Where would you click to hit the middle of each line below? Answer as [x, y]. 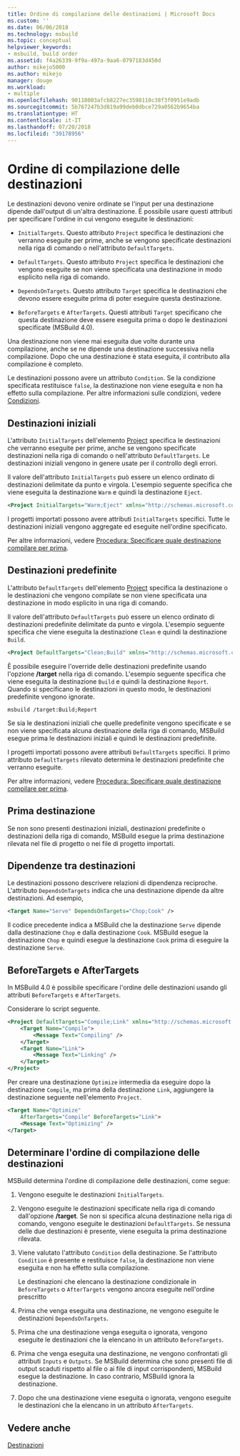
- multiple [24, 94]
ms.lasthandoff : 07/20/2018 [49, 127]
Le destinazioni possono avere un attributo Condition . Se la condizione [111, 378]
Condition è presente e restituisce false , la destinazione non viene [116, 1260]
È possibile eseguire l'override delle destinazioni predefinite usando [107, 666]
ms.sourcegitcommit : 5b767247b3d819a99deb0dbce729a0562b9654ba [104, 107]
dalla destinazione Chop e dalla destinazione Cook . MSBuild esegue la [108, 932]
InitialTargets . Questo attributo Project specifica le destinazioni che [121, 233]
